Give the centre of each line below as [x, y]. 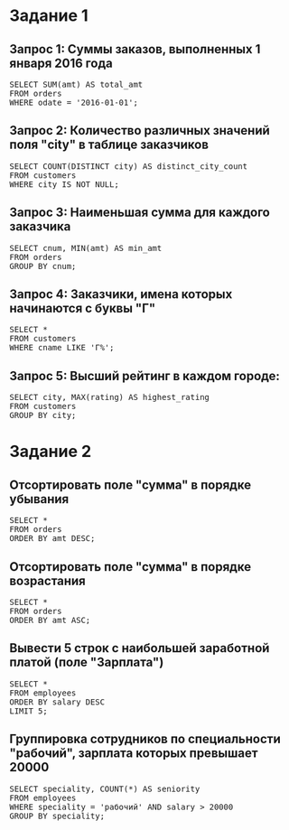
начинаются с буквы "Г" [83, 308]
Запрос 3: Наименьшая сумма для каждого [140, 213]
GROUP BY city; [43, 415]
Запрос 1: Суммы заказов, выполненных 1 [135, 49]
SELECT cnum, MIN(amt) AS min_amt [86, 248]
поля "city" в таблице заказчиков [109, 145]
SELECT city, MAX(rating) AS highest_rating [110, 397]
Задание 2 [51, 452]
